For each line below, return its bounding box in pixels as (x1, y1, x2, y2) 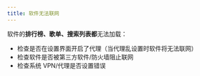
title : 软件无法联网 (7, 10, 60, 17)
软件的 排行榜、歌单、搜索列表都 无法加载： (7, 29, 127, 38)
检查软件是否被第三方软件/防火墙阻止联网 (16, 53, 134, 61)
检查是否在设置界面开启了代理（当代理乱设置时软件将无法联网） (16, 44, 197, 52)
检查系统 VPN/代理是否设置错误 (16, 61, 106, 69)
